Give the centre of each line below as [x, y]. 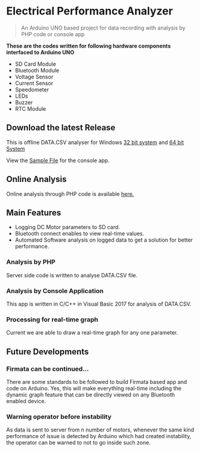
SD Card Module [35, 64]
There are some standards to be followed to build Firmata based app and [97, 381]
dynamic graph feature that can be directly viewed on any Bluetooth [91, 394]
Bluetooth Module [37, 70]
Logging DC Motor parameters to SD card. [67, 227]
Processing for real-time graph [52, 319]
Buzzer [24, 102]
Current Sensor [34, 83]
